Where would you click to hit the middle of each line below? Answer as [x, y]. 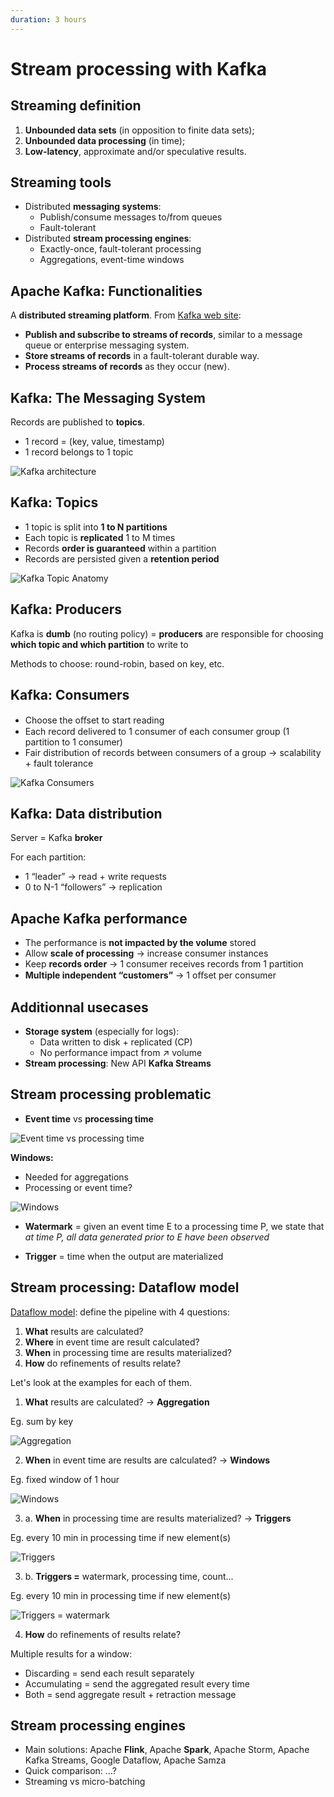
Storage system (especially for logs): [102, 1031]
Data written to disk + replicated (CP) [116, 1042]
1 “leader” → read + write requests [95, 877]
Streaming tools [61, 182]
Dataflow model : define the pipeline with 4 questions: [120, 1312]
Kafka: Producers [66, 609]
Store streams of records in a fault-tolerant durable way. [142, 356]
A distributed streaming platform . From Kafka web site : [126, 315]
